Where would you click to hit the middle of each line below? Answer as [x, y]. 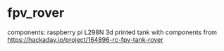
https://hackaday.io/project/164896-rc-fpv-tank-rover [85, 39]
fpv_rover [36, 13]
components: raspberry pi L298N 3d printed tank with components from [112, 32]
